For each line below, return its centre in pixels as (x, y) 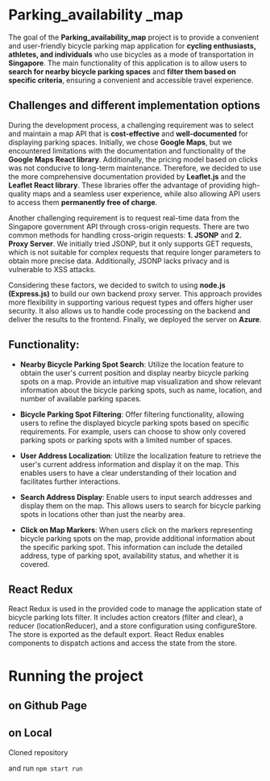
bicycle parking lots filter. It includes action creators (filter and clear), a (126, 617)
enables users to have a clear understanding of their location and (128, 472)
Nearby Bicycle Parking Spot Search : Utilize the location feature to (132, 364)
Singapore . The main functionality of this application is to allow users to (128, 63)
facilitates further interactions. (70, 481)
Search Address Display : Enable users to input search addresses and (136, 497)
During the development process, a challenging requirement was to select (131, 125)
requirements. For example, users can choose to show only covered (133, 431)
